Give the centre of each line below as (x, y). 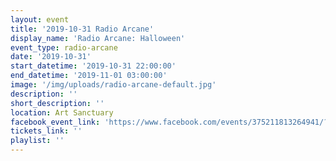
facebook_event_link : (55, 122)
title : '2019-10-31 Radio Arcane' (82, 29)
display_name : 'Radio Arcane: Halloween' (98, 38)
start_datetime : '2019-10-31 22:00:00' (93, 66)
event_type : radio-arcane (64, 47)
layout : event (40, 19)
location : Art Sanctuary (62, 112)
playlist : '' (37, 141)
